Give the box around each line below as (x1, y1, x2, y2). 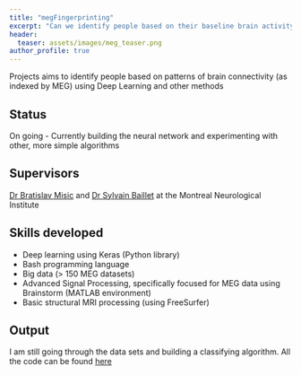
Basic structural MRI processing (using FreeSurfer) (21, 297, 211, 308)
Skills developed (9, 225, 104, 240)
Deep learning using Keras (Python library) (21, 249, 181, 260)
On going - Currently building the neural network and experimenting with (9, 130, 279, 141)
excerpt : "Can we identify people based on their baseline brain (9, 22, 258, 31)
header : (9, 30, 39, 39)
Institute (9, 199, 39, 210)
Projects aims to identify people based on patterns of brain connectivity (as (9, 71, 288, 82)
